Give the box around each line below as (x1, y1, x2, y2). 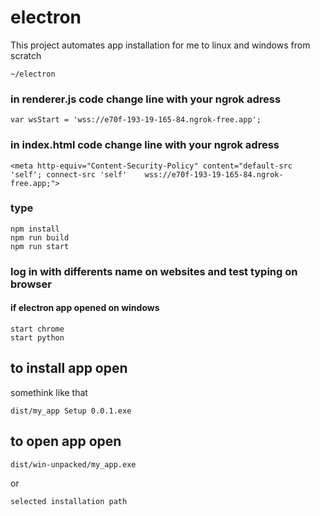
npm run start (10, 241, 70, 251)
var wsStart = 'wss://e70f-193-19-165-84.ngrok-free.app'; (10, 115, 262, 125)
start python (10, 332, 65, 343)
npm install (10, 224, 60, 234)
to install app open (10, 360, 128, 377)
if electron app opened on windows (10, 302, 160, 314)
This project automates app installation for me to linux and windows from (10, 39, 311, 51)
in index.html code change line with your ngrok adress (10, 138, 280, 152)
